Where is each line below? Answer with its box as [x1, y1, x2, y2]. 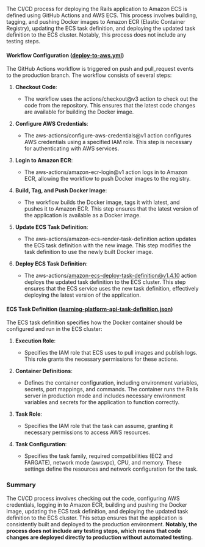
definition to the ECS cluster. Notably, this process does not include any [6, 31, 187, 38]
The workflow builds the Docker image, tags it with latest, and [24, 198, 180, 206]
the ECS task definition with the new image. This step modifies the [24, 242, 191, 249]
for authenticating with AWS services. [24, 145, 120, 152]
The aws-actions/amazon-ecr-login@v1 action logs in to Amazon [24, 168, 188, 176]
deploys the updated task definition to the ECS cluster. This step [24, 278, 186, 286]
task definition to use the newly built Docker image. [24, 248, 154, 256]
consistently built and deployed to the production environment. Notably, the [6, 520, 198, 527]
